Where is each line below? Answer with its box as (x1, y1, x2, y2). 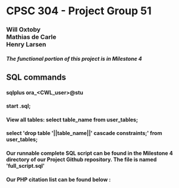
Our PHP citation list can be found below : (6, 176, 111, 183)
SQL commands (6, 73, 67, 83)
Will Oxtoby (6, 26, 41, 34)
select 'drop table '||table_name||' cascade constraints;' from (6, 130, 162, 137)
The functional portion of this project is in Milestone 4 (6, 55, 143, 62)
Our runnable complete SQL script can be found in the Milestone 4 (6, 150, 174, 157)
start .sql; (6, 102, 31, 109)
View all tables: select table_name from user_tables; (6, 116, 139, 123)
